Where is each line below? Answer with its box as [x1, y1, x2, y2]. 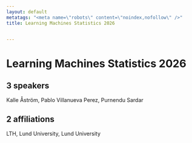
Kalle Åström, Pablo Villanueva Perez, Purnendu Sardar [6, 97, 144, 104]
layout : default [6, 8, 47, 15]
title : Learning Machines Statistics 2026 [6, 20, 115, 26]
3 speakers [6, 80, 50, 91]
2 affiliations [6, 114, 55, 124]
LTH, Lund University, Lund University [6, 130, 101, 138]
